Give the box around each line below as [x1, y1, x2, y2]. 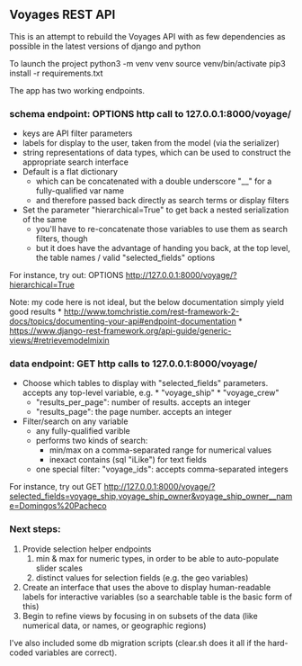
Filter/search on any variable [22, 416, 129, 427]
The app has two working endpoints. [9, 85, 146, 95]
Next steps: [9, 523, 61, 535]
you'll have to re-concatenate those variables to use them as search [35, 224, 289, 235]
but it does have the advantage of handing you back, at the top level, [35, 243, 290, 254]
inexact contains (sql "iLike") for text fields [49, 454, 207, 465]
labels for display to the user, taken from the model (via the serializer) [22, 138, 280, 148]
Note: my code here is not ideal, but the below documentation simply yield [9, 297, 285, 308]
